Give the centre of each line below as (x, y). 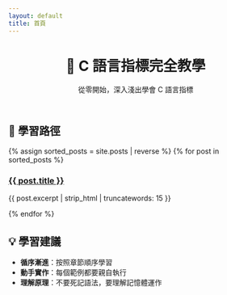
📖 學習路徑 (34, 131)
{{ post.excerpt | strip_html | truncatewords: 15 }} (90, 198)
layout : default (36, 16)
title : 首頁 (27, 23)
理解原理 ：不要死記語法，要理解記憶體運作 (91, 282)
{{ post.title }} (36, 180)
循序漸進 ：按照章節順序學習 (66, 262)
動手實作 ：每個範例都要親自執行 (73, 272)
